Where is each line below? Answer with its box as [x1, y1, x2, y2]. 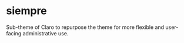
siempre [6, 4, 47, 18]
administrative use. [22, 29, 69, 37]
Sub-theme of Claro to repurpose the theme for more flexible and [6, 24, 165, 31]
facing [6, 29, 22, 37]
